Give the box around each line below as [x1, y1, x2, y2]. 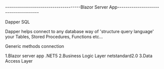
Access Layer [5, 58, 33, 64]
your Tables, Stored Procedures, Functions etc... [5, 34, 103, 39]
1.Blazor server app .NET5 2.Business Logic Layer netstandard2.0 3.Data [5, 53, 153, 59]
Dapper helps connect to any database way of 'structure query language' [5, 29, 154, 34]
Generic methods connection [5, 43, 65, 49]
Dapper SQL [5, 19, 31, 25]
